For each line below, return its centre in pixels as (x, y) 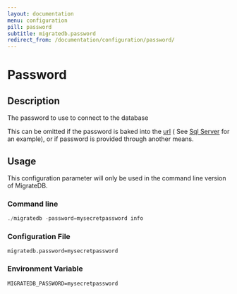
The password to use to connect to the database (78, 118)
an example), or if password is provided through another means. (101, 139)
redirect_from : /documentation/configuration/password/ (91, 40)
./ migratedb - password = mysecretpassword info (75, 219)
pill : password (30, 27)
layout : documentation (41, 14)
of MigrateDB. (28, 185)
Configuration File (39, 237)
